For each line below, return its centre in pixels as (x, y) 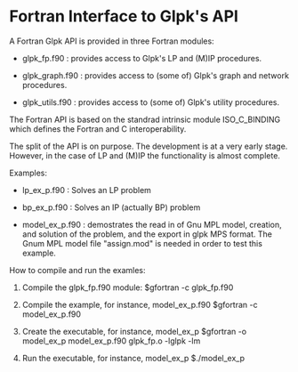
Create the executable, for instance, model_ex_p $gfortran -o (134, 331)
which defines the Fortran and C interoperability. (98, 129)
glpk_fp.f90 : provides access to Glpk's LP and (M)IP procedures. (142, 58)
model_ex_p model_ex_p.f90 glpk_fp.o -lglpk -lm (111, 341)
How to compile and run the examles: (77, 270)
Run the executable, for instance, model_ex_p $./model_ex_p (133, 358)
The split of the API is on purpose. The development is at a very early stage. (149, 146)
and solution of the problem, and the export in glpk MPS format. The (147, 234)
